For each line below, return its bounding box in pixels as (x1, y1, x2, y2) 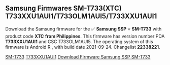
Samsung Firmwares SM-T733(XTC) (5, 4, 122, 13)
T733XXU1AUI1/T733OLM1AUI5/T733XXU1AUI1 (5, 12, 157, 21)
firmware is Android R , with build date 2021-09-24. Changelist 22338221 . (5, 44, 161, 50)
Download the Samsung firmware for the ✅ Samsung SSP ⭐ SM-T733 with (5, 25, 162, 32)
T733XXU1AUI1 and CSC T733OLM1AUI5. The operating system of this (5, 38, 153, 45)
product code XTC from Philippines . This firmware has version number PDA (5, 33, 165, 39)
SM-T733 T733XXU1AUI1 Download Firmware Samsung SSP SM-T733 (5, 53, 151, 60)
